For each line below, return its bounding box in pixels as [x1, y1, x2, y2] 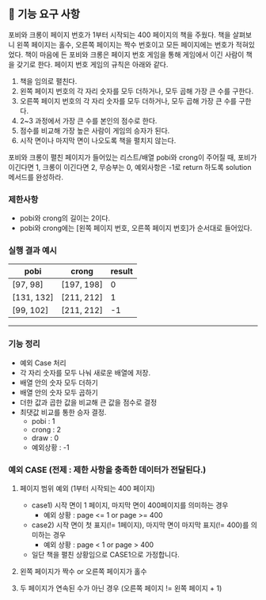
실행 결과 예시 [8, 245, 58, 256]
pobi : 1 [31, 416, 55, 425]
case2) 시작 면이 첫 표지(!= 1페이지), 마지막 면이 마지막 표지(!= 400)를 [31, 520, 249, 530]
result [110, 266, 133, 277]
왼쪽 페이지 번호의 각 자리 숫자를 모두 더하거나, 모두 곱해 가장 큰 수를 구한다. [19, 86, 254, 96]
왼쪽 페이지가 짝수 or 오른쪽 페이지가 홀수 [19, 567, 148, 575]
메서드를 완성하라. [8, 172, 64, 182]
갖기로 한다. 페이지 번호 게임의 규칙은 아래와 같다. [16, 59, 169, 69]
